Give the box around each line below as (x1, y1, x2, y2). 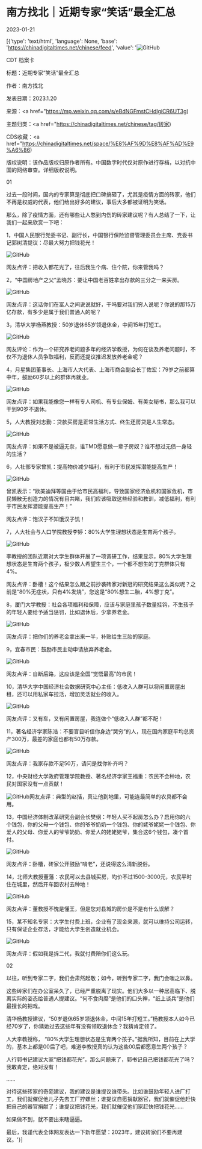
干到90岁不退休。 (6, 405, 50, 413)
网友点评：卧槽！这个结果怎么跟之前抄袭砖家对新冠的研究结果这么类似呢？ (6, 580, 191, 587)
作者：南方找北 (6, 82, 43, 89)
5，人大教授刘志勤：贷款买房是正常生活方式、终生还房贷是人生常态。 (6, 418, 179, 425)
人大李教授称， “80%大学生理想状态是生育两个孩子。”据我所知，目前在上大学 (6, 1035, 195, 1042)
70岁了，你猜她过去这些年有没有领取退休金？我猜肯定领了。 (11, 1022, 161, 1030)
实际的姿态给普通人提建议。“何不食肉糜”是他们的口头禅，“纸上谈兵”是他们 (11, 995, 195, 1002)
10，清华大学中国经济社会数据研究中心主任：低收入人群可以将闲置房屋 (6, 683, 180, 690)
